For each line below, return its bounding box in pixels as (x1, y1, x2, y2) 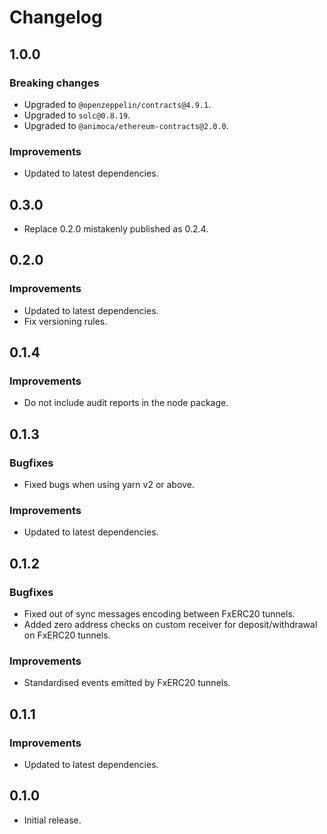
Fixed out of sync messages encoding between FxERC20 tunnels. (23, 608, 296, 620)
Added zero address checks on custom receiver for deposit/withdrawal (23, 619, 318, 631)
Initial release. (23, 814, 82, 826)
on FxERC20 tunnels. (23, 629, 111, 641)
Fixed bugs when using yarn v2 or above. (23, 479, 195, 491)
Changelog (9, 6, 103, 29)
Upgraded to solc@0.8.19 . (23, 109, 131, 121)
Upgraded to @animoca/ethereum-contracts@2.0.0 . (23, 119, 229, 131)
